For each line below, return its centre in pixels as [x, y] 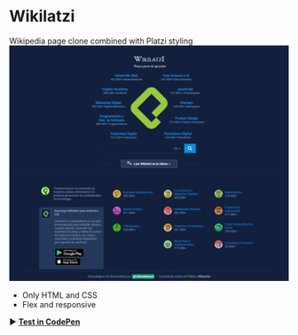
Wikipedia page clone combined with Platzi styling [101, 41]
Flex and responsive [59, 304]
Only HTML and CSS [59, 295]
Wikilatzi [42, 16]
